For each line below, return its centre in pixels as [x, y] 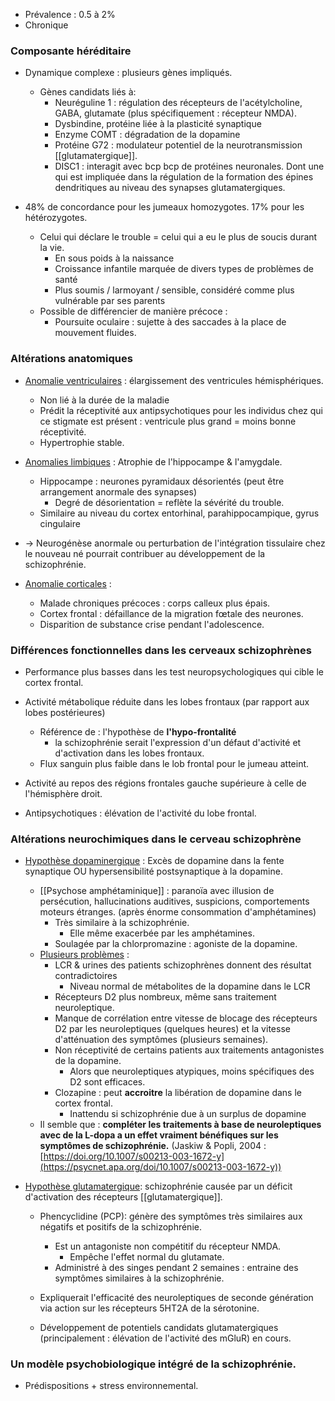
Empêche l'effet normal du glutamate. [147, 1257]
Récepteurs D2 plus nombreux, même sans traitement [165, 997]
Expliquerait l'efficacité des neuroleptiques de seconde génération [176, 1298]
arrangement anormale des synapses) [118, 491]
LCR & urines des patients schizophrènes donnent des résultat [183, 965]
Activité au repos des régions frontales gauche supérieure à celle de [165, 783]
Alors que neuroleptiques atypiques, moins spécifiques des [192, 1071]
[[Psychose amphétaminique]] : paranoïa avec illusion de [157, 891]
